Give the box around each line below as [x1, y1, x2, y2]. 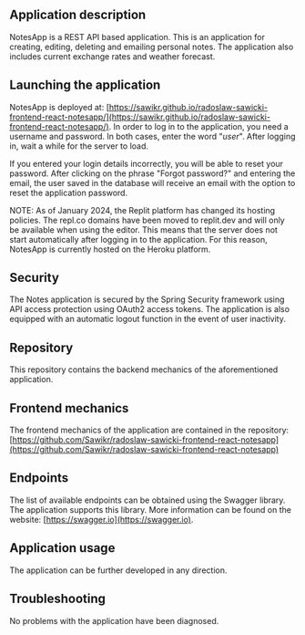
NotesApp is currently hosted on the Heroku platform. [9, 244, 211, 255]
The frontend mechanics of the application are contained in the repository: [9, 424, 290, 436]
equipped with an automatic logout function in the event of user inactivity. [9, 314, 287, 325]
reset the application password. [9, 187, 128, 198]
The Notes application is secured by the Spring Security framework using [9, 294, 285, 305]
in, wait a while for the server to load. [9, 141, 148, 151]
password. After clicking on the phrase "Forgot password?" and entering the [9, 168, 296, 179]
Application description [9, 7, 147, 23]
